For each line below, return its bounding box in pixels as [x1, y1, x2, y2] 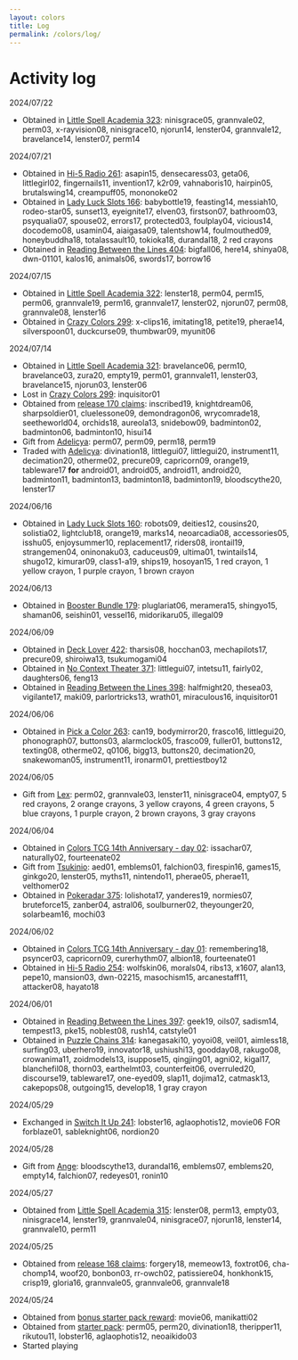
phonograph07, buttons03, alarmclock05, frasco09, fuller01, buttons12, [21, 736, 283, 746]
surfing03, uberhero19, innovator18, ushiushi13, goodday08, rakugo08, [21, 1044, 282, 1055]
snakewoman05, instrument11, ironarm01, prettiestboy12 [21, 754, 228, 765]
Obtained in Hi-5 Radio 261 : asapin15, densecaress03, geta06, [21, 169, 251, 179]
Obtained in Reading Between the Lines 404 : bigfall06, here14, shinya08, [21, 244, 289, 255]
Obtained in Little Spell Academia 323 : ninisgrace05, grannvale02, [21, 115, 265, 126]
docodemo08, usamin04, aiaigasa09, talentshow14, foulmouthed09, [21, 225, 271, 236]
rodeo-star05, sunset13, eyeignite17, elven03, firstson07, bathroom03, [21, 206, 278, 217]
